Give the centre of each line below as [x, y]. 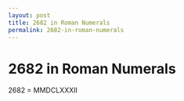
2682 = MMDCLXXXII [43, 90]
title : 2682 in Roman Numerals [59, 23]
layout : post [29, 15]
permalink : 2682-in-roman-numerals [66, 30]
